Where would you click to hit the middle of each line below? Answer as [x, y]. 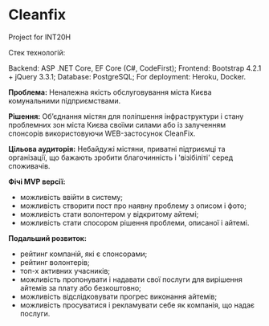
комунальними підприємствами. [65, 100]
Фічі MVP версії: [37, 181]
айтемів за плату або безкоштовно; [81, 287]
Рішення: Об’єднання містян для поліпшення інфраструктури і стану [126, 116]
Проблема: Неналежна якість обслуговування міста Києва [110, 92]
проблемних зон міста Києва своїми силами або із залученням [117, 124]
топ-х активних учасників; [65, 271]
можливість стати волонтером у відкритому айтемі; [109, 214]
